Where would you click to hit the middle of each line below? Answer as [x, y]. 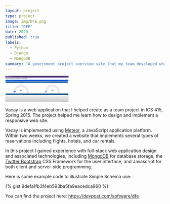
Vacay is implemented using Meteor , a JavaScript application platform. [79, 130]
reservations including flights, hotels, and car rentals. [61, 141]
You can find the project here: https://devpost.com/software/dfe [72, 196]
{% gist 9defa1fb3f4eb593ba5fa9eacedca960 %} [57, 186]
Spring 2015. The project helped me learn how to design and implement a [82, 115]
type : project [20, 16]
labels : [13, 43]
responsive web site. [27, 120]
